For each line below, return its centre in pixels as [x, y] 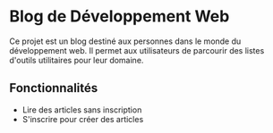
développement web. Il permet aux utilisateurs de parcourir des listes [137, 50]
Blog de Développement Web [119, 17]
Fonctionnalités [54, 88]
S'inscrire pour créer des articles [83, 119]
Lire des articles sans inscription [82, 110]
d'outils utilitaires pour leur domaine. [77, 60]
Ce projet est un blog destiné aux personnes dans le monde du [125, 41]
